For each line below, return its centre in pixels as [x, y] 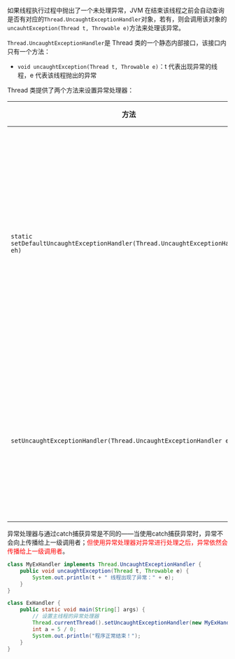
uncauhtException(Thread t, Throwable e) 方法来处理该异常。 [96, 28]
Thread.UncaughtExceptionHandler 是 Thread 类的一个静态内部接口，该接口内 [117, 43]
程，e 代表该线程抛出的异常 [57, 75]
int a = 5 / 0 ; [55, 629]
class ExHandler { [34, 603]
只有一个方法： [29, 52]
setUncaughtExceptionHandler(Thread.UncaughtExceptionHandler [116, 441]
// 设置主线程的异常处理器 [66, 616]
